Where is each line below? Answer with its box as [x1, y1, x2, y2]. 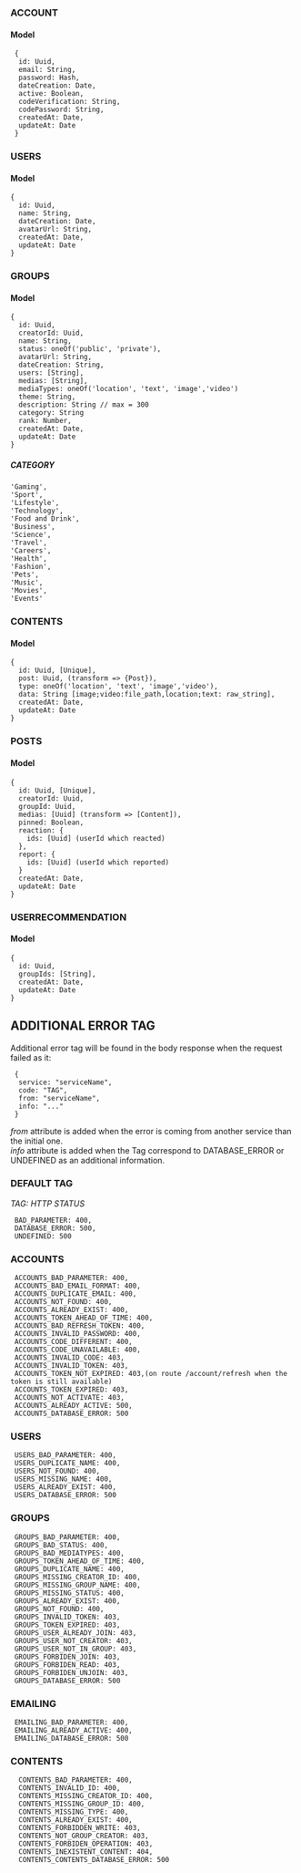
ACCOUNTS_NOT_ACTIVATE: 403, [14, 1393, 125, 1402]
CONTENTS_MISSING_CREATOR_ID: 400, [18, 1792, 154, 1801]
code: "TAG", [18, 1085, 68, 1095]
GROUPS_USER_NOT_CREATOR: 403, [14, 1636, 133, 1645]
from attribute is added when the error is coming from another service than [10, 1125, 292, 1136]
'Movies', [10, 586, 48, 595]
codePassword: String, [18, 105, 105, 115]
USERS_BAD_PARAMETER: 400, [14, 1451, 117, 1460]
